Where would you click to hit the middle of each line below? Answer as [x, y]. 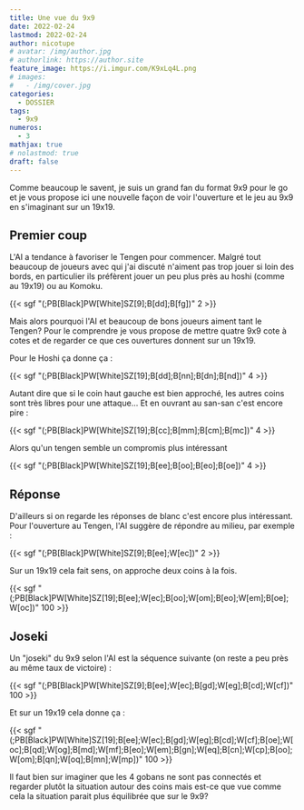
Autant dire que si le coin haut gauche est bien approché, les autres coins [147, 394]
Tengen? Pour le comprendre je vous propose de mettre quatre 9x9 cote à [148, 331]
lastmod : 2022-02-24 [49, 35]
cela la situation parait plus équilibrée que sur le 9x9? [109, 795]
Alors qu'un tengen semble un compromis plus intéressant [118, 448]
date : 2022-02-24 [42, 26]
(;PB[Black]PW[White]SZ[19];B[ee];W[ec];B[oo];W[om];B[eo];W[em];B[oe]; [149, 598]
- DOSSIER [36, 102]
